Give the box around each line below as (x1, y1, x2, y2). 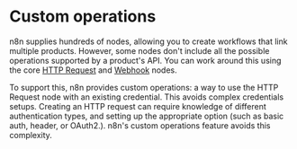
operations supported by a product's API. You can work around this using (9, 55, 282, 66)
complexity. (9, 129, 52, 140)
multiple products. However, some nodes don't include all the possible (9, 45, 270, 56)
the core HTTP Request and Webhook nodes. (9, 65, 177, 75)
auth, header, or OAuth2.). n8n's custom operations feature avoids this (9, 119, 271, 131)
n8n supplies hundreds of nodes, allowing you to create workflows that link (9, 36, 288, 47)
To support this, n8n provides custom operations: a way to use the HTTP (9, 82, 279, 92)
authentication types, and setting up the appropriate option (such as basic (9, 110, 284, 121)
